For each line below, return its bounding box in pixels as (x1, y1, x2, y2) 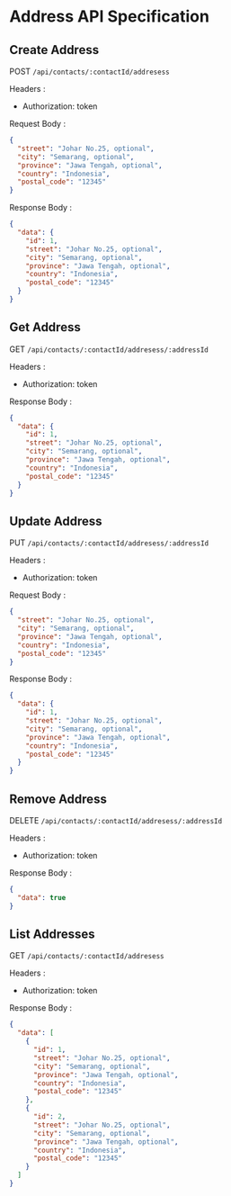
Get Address (9, 319, 81, 335)
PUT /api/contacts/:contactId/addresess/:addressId (9, 537, 209, 548)
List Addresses (9, 926, 96, 941)
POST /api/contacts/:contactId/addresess (9, 66, 170, 76)
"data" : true (17, 893, 67, 902)
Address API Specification (9, 6, 209, 27)
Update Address (9, 513, 102, 528)
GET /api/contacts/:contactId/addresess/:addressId (9, 344, 209, 355)
